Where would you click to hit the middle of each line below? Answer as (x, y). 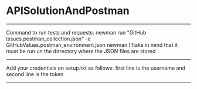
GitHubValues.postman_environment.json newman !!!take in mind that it (92, 44)
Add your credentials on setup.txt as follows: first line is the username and (96, 68)
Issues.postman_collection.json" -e (48, 39)
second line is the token (35, 74)
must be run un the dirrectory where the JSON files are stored (81, 51)
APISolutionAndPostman (68, 11)
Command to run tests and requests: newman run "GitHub (76, 32)
